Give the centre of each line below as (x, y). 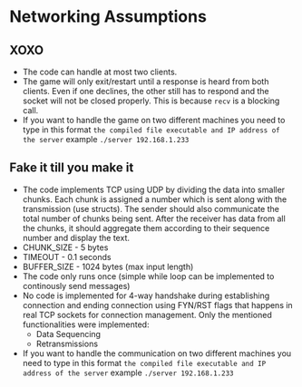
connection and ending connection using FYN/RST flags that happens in (157, 305)
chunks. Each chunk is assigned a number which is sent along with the (155, 199)
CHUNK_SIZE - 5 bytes (65, 247)
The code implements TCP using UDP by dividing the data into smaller (154, 189)
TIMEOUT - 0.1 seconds (67, 256)
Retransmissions (67, 343)
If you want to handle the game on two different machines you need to (154, 120)
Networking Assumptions (108, 17)
